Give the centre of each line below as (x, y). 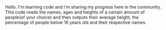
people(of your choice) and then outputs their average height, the (72, 17)
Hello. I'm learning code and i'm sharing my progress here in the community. (83, 7)
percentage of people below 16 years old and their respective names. (76, 22)
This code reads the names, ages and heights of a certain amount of (75, 12)
